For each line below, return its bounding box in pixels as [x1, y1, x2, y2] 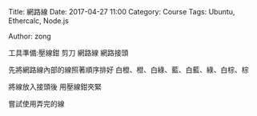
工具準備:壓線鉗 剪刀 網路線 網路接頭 [8, 48, 129, 58]
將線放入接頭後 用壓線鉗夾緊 [8, 82, 102, 91]
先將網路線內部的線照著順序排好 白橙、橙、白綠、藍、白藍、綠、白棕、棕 [8, 65, 249, 74]
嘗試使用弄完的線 [8, 99, 65, 108]
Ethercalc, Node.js [8, 16, 70, 26]
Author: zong [8, 31, 52, 41]
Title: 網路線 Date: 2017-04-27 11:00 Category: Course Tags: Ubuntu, [8, 7, 235, 16]
